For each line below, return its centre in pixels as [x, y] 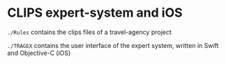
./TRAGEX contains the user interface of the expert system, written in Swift [113, 45]
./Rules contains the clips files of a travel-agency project [90, 32]
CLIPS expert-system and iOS [95, 13]
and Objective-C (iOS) [39, 53]
